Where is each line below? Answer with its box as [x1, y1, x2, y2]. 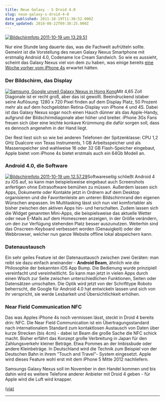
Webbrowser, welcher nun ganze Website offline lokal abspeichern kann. [5, 231, 153, 237]
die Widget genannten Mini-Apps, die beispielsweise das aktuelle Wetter [5, 210, 152, 216]
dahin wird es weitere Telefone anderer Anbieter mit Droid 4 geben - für [5, 371, 151, 377]
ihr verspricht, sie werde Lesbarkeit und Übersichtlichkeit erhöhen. [5, 291, 140, 297]
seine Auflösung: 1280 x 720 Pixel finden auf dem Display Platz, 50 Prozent [5, 99, 157, 105]
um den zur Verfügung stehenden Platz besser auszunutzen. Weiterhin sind [5, 220, 159, 226]
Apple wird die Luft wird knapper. [5, 376, 73, 382]
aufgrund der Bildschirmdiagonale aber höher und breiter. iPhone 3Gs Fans [5, 114, 157, 121]
